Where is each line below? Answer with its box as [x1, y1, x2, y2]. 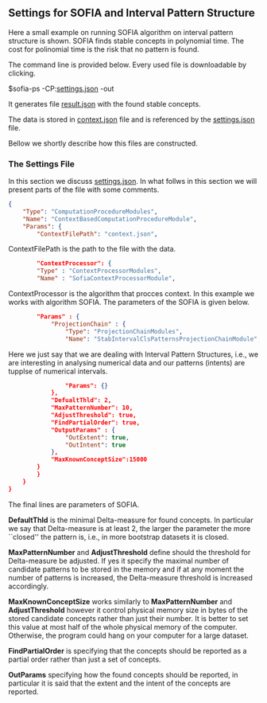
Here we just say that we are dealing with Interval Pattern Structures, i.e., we [8, 350, 259, 359]
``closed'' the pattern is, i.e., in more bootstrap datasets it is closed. [8, 532, 229, 541]
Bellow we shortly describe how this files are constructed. [8, 139, 199, 148]
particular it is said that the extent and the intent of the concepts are [8, 678, 231, 688]
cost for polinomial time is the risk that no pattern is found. [8, 44, 200, 54]
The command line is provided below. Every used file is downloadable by [8, 60, 247, 69]
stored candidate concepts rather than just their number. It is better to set [8, 613, 249, 623]
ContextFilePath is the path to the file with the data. [8, 244, 176, 254]
